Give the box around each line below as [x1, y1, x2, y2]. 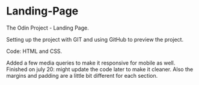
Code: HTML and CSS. [6, 47, 63, 55]
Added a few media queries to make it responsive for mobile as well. [6, 59, 176, 66]
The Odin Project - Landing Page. [6, 24, 89, 31]
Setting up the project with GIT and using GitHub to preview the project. [6, 36, 184, 43]
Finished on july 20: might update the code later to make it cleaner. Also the [6, 65, 194, 73]
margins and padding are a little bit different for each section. [6, 72, 158, 79]
